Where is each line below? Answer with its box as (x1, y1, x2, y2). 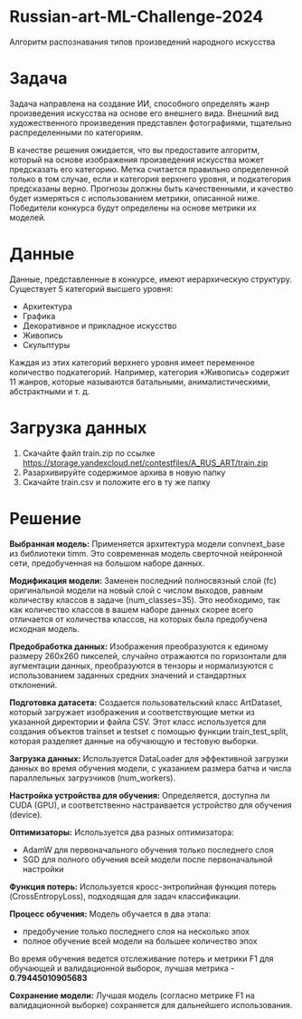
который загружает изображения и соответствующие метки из (9, 706, 255, 717)
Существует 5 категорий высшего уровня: (9, 283, 174, 294)
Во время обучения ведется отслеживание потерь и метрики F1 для (9, 953, 274, 964)
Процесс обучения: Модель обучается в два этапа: (9, 908, 212, 919)
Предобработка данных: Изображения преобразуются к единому (9, 641, 269, 652)
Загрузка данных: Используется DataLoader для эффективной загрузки (9, 752, 289, 763)
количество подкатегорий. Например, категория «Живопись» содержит (9, 366, 290, 377)
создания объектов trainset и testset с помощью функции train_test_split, (9, 725, 289, 736)
